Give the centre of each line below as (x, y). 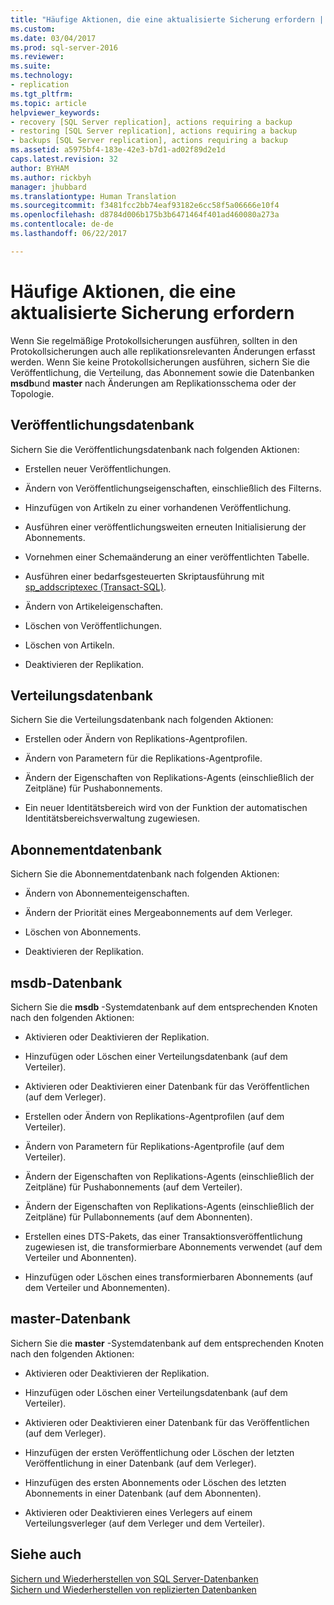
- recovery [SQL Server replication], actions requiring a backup (151, 122)
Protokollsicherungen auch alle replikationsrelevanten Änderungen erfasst (163, 351)
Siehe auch (46, 1554)
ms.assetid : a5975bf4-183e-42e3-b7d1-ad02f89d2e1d (118, 150)
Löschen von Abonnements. (83, 932)
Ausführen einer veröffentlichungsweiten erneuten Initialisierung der (165, 527)
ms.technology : (42, 76)
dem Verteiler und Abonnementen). (97, 1287)
